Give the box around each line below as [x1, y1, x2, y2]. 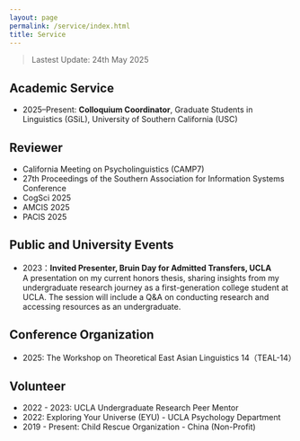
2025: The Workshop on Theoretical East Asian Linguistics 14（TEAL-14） [22, 352, 296, 363]
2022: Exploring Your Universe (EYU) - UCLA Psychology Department [22, 412, 281, 423]
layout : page [9, 13, 58, 22]
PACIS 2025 [22, 212, 67, 222]
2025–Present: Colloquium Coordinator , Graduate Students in [22, 104, 253, 115]
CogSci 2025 [22, 192, 72, 203]
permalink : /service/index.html [9, 22, 130, 31]
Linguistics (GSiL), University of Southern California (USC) [22, 114, 238, 125]
